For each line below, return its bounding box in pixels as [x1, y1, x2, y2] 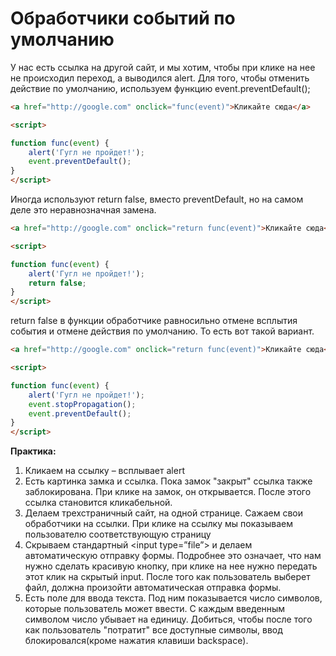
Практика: [10, 445, 57, 457]
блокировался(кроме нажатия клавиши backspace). [24, 635, 249, 647]
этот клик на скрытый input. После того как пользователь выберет [24, 571, 311, 583]
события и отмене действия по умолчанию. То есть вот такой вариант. [10, 325, 315, 337]
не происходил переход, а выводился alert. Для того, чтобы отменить [10, 72, 310, 84]
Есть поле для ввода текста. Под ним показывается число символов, [24, 592, 323, 604]
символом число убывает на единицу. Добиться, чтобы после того [24, 613, 313, 626]
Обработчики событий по [10, 7, 236, 30]
